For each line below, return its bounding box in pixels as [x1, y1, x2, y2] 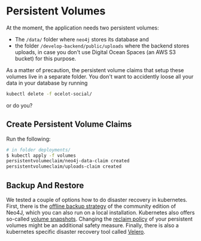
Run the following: [6, 135, 51, 142]
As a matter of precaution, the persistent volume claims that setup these [6, 66, 184, 73]
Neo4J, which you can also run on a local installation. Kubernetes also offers [6, 209, 195, 216]
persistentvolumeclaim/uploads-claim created [6, 163, 121, 169]
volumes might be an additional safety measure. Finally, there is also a [6, 221, 179, 229]
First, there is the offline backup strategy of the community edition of [6, 203, 176, 210]
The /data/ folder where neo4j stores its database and [14, 35, 150, 43]
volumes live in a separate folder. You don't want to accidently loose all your [6, 73, 194, 80]
